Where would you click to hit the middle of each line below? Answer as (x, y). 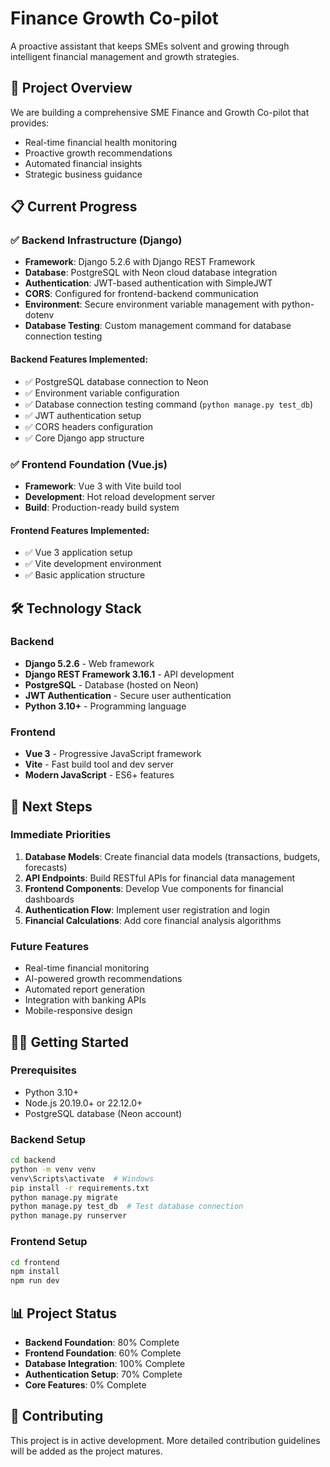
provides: (30, 123)
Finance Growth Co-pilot (114, 18)
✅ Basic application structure (85, 575)
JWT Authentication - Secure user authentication (128, 695)
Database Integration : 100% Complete (105, 1363)
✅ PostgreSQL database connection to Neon (116, 381)
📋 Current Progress (74, 207)
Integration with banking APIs (85, 1000)
